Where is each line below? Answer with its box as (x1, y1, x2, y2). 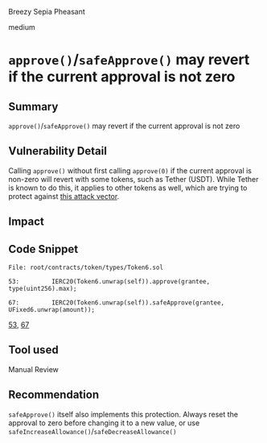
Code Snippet (8, 242, 79, 256)
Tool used (8, 343, 59, 357)
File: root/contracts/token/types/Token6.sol (8, 263, 163, 272)
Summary (8, 100, 59, 114)
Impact (8, 215, 44, 229)
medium (8, 23, 35, 31)
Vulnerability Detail (8, 144, 107, 158)
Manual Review (8, 364, 59, 374)
